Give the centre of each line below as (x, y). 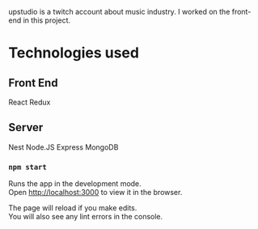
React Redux (30, 102)
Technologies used (74, 53)
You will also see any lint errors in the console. (86, 217)
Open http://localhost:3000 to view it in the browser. (95, 193)
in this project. (47, 20)
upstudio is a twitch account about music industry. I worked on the (119, 12)
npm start (27, 167)
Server (26, 127)
